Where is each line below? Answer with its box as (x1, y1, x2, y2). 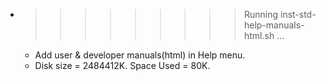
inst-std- (279, 9, 317, 20)
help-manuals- (243, 19, 305, 31)
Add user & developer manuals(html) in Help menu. (34, 49, 246, 61)
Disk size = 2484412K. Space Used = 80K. (34, 60, 211, 71)
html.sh (243, 30, 275, 41)
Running (243, 9, 279, 20)
